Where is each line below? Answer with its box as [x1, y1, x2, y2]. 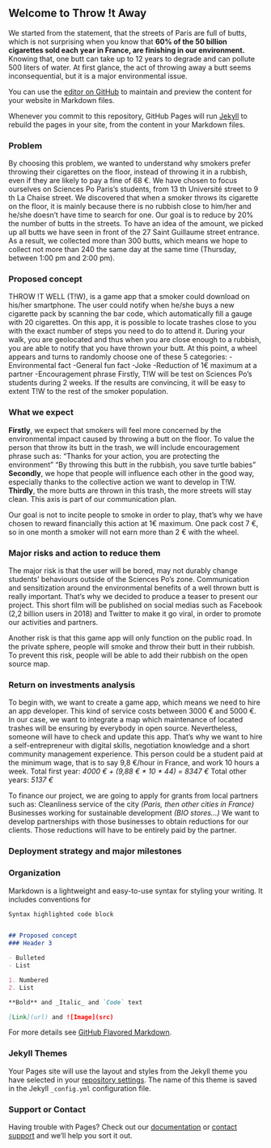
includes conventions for [8, 894, 91, 904]
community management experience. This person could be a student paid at [8, 749, 264, 759]
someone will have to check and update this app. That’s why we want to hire [8, 732, 263, 742]
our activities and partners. [8, 618, 99, 627]
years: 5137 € [8, 775, 54, 785]
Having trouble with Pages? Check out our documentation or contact [8, 1122, 237, 1132]
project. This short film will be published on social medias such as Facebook [8, 600, 263, 610]
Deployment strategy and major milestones [8, 846, 182, 857]
